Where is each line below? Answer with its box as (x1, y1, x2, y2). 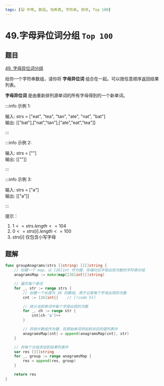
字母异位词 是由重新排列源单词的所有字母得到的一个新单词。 (5, 92, 127, 98)
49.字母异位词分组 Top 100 (5, 30, 113, 41)
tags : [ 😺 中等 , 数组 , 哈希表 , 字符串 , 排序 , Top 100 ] (5, 7, 111, 12)
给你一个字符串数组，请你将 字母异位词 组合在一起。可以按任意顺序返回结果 (5, 76, 159, 81)
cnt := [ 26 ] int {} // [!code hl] (23, 295, 96, 300)
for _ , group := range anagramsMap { (14, 354, 92, 359)
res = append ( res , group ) (23, 358, 77, 363)
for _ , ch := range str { (23, 309, 77, 313)
